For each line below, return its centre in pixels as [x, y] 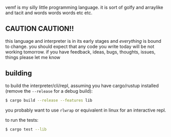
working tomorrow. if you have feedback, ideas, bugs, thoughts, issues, [80, 52]
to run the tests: [22, 120]
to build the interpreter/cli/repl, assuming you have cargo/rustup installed [82, 86]
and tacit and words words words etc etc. [49, 13]
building [19, 73]
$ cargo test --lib [26, 129]
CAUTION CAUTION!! [40, 29]
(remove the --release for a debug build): [49, 91]
